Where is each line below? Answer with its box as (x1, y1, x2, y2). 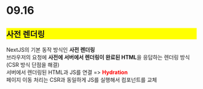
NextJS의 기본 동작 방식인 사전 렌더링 (6, 46, 95, 53)
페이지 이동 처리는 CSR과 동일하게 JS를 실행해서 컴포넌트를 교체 (6, 76, 157, 83)
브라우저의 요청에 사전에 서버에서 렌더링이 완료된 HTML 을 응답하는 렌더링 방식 (6, 54, 190, 61)
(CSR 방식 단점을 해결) (6, 61, 60, 68)
